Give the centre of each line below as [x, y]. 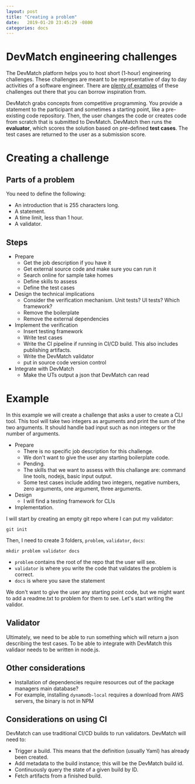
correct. [24, 574]
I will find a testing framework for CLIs [69, 501]
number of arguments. [33, 433]
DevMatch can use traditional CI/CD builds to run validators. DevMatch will [96, 734]
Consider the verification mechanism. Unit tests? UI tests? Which [102, 300]
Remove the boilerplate [51, 312]
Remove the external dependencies [66, 319]
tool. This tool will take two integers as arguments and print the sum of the [96, 421]
